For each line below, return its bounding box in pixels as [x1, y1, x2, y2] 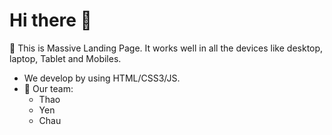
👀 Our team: [23, 82, 74, 94]
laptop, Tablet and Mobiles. [9, 52, 122, 64]
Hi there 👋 [9, 9, 92, 32]
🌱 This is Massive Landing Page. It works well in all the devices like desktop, [9, 42, 324, 54]
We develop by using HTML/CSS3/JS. [23, 72, 181, 84]
